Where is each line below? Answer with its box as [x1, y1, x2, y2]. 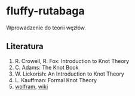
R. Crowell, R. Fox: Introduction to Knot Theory [14, 57, 130, 64]
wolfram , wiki [14, 83, 48, 90]
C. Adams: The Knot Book [14, 64, 79, 71]
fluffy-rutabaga [6, 4, 85, 18]
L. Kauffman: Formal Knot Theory [14, 76, 97, 83]
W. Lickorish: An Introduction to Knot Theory [14, 70, 124, 77]
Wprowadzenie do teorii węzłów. [6, 24, 87, 31]
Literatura [6, 41, 44, 52]
